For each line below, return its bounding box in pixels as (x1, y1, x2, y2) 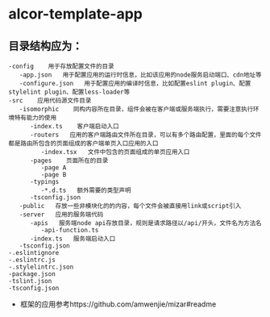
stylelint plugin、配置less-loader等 (8, 88, 131, 96)
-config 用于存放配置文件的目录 (8, 62, 114, 70)
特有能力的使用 (14, 114, 57, 122)
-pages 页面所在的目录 (29, 156, 109, 165)
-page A (40, 164, 67, 172)
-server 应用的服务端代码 (19, 211, 104, 219)
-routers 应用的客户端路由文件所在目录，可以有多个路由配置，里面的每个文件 (29, 131, 262, 139)
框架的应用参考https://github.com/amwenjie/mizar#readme (19, 299, 217, 309)
